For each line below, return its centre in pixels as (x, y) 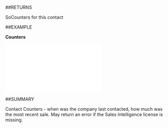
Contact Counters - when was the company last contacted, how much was (84, 109)
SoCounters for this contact (34, 17)
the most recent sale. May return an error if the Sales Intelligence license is (84, 114)
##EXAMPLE (19, 27)
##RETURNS (19, 7)
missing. (14, 120)
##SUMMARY (20, 99)
